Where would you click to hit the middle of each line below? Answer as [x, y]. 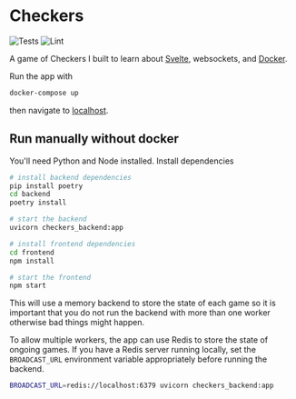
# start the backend [49, 219]
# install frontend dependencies [73, 244]
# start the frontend [50, 277]
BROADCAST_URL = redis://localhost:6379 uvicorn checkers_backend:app [142, 386]
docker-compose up [44, 93]
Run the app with [41, 76]
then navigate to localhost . [59, 110]
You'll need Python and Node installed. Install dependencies [122, 161]
